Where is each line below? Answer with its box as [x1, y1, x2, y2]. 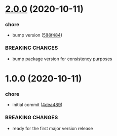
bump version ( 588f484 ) [12, 32, 63, 38]
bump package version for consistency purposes [12, 56, 113, 62]
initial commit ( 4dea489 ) [12, 102, 63, 108]
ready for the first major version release [12, 125, 93, 131]
